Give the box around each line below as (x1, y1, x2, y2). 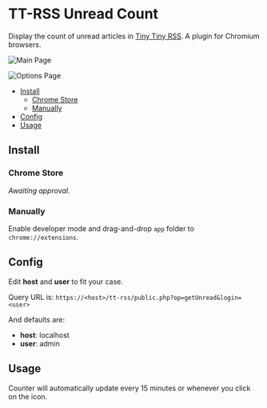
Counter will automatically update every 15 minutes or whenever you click (8, 383, 251, 393)
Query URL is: (8, 292, 54, 302)
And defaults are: (8, 314, 66, 324)
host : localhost (19, 330, 70, 340)
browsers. (8, 39, 42, 49)
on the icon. (8, 391, 48, 401)
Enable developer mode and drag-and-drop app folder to (8, 223, 194, 233)
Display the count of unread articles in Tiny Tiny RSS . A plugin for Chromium (8, 31, 260, 41)
